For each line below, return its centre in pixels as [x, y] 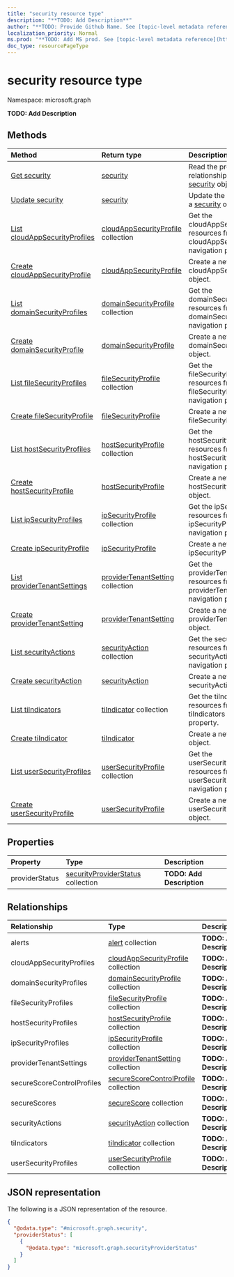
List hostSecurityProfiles [51, 449]
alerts [20, 943]
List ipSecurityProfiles [47, 519]
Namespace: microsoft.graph [49, 100]
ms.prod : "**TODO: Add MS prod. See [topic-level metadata [95, 40]
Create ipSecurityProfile [50, 548]
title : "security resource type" [56, 14]
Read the [203, 167]
